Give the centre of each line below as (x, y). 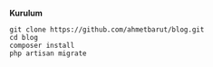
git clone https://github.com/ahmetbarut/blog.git (107, 30)
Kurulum (26, 13)
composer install (42, 45)
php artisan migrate (48, 53)
